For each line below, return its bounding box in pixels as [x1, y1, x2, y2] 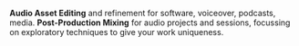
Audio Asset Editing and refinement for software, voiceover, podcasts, [9, 8, 276, 18]
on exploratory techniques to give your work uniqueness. [9, 27, 224, 37]
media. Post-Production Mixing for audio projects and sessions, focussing [9, 17, 291, 28]
